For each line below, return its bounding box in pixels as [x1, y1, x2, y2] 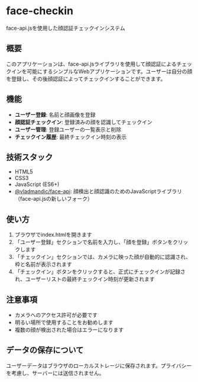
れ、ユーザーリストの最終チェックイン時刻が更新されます [14, 275, 155, 283]
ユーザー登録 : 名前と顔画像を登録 [14, 111, 96, 118]
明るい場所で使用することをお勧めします [14, 319, 113, 326]
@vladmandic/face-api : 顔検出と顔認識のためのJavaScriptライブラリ [14, 188, 182, 195]
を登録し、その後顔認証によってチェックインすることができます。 [6, 75, 166, 82]
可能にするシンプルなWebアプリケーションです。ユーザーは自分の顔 [26, 68, 193, 75]
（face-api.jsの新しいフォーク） [14, 195, 93, 203]
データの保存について [6, 345, 84, 355]
